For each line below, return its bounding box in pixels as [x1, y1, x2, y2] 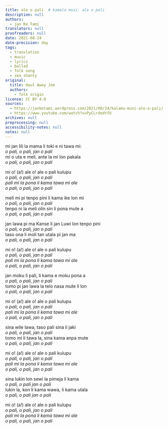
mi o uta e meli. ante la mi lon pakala [5, 154, 81, 160]
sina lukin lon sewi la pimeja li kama [5, 376, 79, 382]
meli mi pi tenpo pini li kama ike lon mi [5, 195, 84, 201]
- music [10, 54, 26, 60]
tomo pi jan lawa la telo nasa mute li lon [5, 283, 87, 289]
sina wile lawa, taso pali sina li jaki [5, 324, 76, 331]
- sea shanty [10, 73, 37, 78]
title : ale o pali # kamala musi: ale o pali [5, 7, 105, 13]
